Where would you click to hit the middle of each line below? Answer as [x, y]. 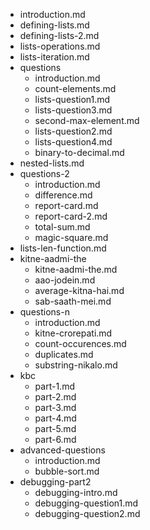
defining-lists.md [54, 25]
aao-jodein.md [65, 280]
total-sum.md [62, 227]
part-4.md [55, 418]
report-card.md [66, 205]
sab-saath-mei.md [73, 301]
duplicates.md [64, 354]
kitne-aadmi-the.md [76, 269]
